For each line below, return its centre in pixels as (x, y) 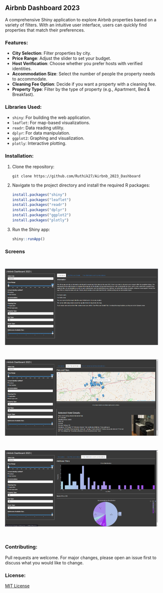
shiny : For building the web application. (51, 118)
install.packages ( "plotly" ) (40, 220)
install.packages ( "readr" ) (39, 205)
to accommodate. (30, 79)
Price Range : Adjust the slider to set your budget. (62, 58)
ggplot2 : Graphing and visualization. (48, 138)
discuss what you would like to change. (44, 562)
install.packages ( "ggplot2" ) (41, 215)
